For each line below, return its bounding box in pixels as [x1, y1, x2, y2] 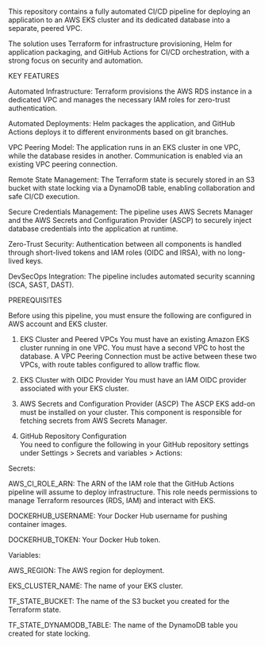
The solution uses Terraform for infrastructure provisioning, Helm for [8, 39, 232, 48]
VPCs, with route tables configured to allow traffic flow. [19, 360, 201, 369]
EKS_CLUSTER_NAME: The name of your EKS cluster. [8, 581, 184, 590]
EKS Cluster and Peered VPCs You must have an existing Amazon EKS [19, 335, 250, 344]
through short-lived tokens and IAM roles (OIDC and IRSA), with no [8, 248, 226, 257]
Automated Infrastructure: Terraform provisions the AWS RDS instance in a [8, 87, 252, 96]
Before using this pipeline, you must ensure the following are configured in [8, 311, 252, 320]
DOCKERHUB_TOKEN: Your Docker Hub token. [8, 535, 161, 544]
